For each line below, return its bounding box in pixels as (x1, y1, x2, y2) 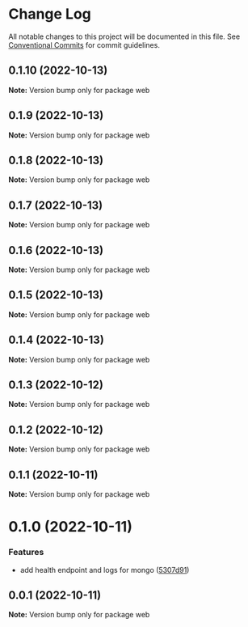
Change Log (8, 5, 91, 23)
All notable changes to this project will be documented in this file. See (8, 32, 241, 41)
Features (8, 547, 44, 558)
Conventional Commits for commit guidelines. (8, 40, 160, 49)
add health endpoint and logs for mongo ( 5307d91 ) (19, 565, 190, 574)
